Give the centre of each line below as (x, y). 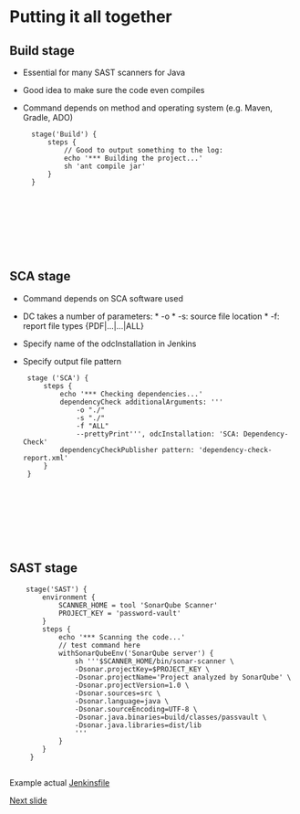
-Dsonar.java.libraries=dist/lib (138, 725)
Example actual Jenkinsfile (60, 783)
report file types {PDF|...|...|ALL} (83, 325)
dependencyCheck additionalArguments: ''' (141, 402)
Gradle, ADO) (48, 117)
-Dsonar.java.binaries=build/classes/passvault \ (171, 717)
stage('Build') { (64, 134)
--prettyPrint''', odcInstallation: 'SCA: (158, 434)
